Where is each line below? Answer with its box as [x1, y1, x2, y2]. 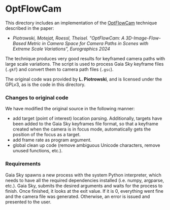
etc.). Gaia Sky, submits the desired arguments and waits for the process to [5, 183, 163, 189]
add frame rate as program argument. [12, 137, 92, 143]
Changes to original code [5, 94, 69, 101]
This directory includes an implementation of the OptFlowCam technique [5, 20, 157, 26]
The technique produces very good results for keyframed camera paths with [5, 55, 165, 61]
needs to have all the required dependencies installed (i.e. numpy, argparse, [5, 177, 164, 183]
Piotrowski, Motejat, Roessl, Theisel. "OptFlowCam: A [12, 35, 125, 41]
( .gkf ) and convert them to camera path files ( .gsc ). [5, 66, 114, 72]
